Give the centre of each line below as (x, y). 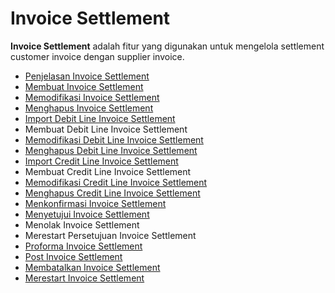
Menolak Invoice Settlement (82, 224)
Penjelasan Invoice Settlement (87, 76)
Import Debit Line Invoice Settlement (100, 118)
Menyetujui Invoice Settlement (87, 214)
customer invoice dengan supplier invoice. (97, 56)
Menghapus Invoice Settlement (89, 108)
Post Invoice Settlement (73, 256)
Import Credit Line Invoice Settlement (101, 161)
